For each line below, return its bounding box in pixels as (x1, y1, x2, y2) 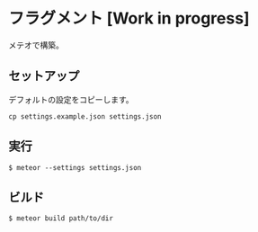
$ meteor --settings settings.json (8, 163, 142, 172)
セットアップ (8, 68, 80, 84)
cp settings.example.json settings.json (8, 112, 163, 121)
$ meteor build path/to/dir (8, 214, 114, 223)
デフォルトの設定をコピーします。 (8, 94, 134, 104)
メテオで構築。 (8, 40, 64, 50)
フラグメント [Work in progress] (8, 8, 250, 29)
